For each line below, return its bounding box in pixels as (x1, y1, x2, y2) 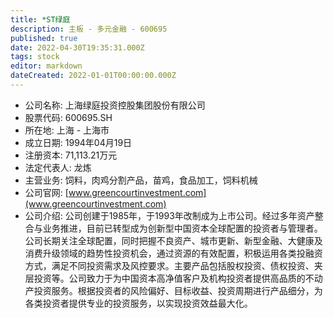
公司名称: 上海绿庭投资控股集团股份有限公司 (24, 99, 206, 111)
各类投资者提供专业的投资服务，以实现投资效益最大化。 (24, 297, 253, 309)
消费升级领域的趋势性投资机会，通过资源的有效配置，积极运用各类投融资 (24, 247, 323, 259)
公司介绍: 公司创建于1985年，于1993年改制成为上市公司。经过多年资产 (24, 209, 315, 221)
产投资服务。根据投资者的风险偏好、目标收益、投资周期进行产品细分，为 (24, 284, 323, 296)
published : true (10, 33, 78, 43)
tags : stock (10, 52, 60, 62)
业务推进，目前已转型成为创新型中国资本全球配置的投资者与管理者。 (42, 222, 323, 234)
